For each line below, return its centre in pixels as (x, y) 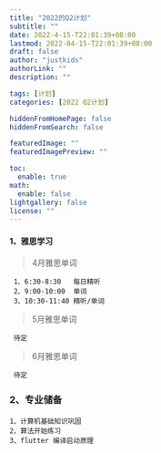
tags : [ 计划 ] (33, 93)
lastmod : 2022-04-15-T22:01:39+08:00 (81, 43)
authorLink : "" (38, 69)
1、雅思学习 (31, 241)
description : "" (40, 77)
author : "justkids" (46, 60)
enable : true (42, 177)
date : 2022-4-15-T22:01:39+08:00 (73, 35)
